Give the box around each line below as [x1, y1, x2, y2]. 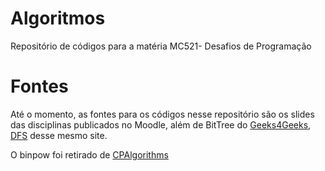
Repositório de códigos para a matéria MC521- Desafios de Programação [10, 40, 312, 52]
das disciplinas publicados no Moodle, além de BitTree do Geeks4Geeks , [10, 118, 312, 131]
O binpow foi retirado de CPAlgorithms [10, 148, 169, 161]
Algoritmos [10, 7, 106, 30]
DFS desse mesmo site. [10, 129, 108, 141]
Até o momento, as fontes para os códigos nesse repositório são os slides [10, 108, 315, 120]
